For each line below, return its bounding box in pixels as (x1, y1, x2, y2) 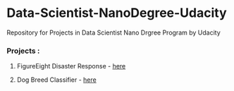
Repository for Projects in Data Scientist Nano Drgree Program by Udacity (6, 28, 221, 37)
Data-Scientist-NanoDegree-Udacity (6, 5, 227, 21)
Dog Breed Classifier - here (16, 75, 97, 84)
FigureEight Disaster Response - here (16, 62, 126, 71)
